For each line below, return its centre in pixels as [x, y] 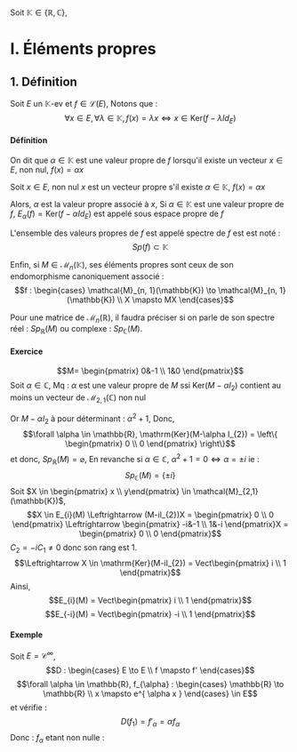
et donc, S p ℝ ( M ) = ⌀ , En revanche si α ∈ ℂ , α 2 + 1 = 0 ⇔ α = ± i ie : [135, 460]
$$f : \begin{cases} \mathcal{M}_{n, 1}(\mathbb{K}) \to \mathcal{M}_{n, [146, 290]
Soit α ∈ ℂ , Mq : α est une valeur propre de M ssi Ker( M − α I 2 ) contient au [146, 387]
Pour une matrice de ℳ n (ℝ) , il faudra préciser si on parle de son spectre [142, 318]
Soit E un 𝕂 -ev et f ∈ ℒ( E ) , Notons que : [84, 104]
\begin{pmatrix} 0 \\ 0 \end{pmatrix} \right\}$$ [150, 444]
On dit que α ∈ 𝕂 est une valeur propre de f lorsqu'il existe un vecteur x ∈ [147, 160]
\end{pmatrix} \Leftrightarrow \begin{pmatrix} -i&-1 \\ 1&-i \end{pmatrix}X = [150, 524]
